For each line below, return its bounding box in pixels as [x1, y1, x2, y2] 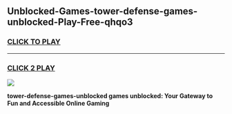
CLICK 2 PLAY [7, 63, 55, 73]
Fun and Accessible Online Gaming [7, 99, 110, 107]
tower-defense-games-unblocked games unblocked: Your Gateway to [7, 91, 213, 99]
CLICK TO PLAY [7, 37, 61, 47]
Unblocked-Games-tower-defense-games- [7, 6, 198, 17]
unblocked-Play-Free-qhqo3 [7, 17, 133, 28]
